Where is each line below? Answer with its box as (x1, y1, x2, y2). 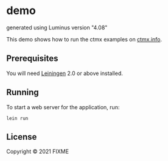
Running (6, 87, 40, 98)
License (6, 132, 37, 142)
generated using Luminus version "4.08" (6, 24, 108, 31)
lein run (6, 115, 29, 121)
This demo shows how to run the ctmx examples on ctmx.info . (6, 35, 163, 43)
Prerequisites (6, 53, 58, 64)
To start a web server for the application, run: (6, 103, 120, 110)
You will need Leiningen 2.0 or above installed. (6, 70, 124, 77)
